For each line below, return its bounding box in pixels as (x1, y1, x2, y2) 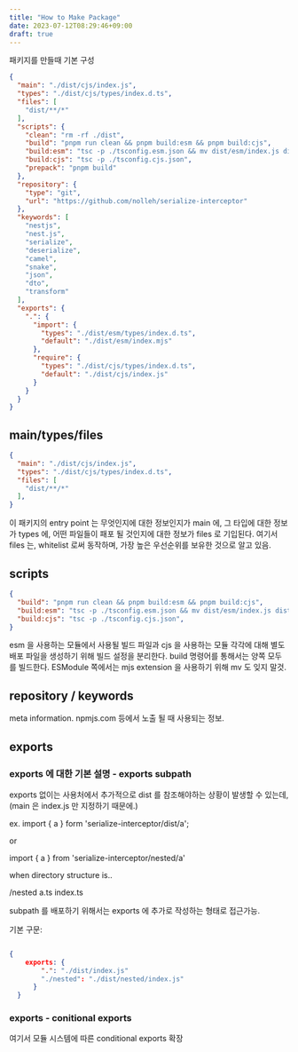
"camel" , (25, 254, 58, 263)
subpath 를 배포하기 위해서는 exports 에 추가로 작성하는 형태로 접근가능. (9, 905, 261, 915)
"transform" (25, 288, 69, 297)
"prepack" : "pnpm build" (25, 163, 117, 172)
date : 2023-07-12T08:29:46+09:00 (9, 21, 133, 30)
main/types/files (9, 427, 104, 442)
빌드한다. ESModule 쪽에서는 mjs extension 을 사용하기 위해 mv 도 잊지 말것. (18, 662, 286, 673)
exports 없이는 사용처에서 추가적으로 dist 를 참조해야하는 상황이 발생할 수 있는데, (9, 789, 289, 800)
